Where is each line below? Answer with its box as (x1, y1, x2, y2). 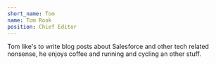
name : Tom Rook (7, 17, 52, 24)
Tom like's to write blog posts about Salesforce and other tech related (7, 43, 210, 51)
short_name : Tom (7, 10, 55, 17)
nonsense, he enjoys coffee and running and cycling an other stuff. (7, 50, 202, 58)
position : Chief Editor (7, 23, 77, 30)
